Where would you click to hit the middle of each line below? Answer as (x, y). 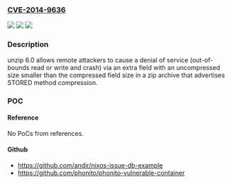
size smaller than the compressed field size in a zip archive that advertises (116, 75)
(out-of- (201, 60)
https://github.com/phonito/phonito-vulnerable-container (101, 173)
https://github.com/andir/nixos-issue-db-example (90, 165)
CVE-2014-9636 (37, 10)
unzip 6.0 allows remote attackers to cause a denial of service (98, 60)
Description (28, 45)
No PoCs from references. (45, 133)
